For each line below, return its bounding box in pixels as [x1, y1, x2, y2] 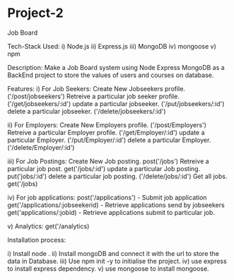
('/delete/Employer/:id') [7, 143, 75, 151]
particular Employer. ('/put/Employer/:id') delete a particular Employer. [7, 136, 211, 144]
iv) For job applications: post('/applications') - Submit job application [7, 193, 207, 202]
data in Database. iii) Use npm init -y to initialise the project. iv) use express [7, 257, 228, 265]
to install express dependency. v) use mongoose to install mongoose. [7, 264, 210, 273]
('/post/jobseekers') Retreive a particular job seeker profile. [7, 92, 180, 100]
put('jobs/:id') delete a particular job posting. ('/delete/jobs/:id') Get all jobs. [7, 172, 228, 180]
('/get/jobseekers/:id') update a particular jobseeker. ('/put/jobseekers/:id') [7, 99, 225, 107]
